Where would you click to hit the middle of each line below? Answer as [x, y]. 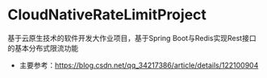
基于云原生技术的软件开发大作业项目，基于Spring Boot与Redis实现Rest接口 [132, 38]
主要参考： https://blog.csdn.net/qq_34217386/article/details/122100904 [139, 65]
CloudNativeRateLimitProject [107, 15]
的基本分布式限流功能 [43, 48]
